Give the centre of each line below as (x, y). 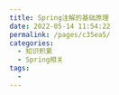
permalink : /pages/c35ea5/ (60, 34)
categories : (32, 43)
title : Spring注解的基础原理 (59, 18)
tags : (19, 69)
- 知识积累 (35, 52)
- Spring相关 (41, 60)
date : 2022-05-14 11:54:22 (60, 26)
